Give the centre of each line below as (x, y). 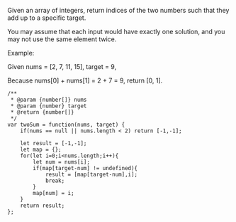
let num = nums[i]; (62, 162)
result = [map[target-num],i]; (91, 174)
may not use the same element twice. (62, 39)
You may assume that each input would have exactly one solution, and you (116, 32)
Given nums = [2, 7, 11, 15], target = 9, (62, 67)
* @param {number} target (49, 106)
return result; (43, 206)
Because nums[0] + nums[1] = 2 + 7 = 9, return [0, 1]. (85, 80)
